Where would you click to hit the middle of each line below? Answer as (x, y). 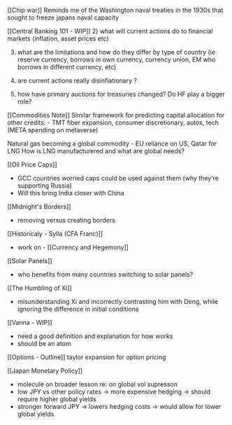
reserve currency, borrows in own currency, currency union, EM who (116, 60)
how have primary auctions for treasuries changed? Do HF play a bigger (121, 94)
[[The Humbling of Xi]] (39, 288)
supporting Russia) (44, 186)
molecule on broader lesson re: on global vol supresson (97, 384)
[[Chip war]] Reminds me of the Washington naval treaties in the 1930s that (115, 10)
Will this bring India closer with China (71, 193)
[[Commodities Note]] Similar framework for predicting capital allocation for (116, 115)
